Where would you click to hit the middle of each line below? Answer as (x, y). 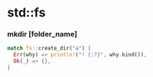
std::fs (27, 13)
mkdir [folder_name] (42, 34)
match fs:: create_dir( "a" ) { (49, 48)
